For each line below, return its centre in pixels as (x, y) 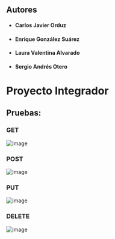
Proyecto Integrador (57, 91)
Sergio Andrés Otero (41, 66)
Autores (22, 10)
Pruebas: (24, 113)
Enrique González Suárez (47, 39)
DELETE (18, 216)
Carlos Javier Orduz (41, 25)
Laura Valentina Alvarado (47, 53)
